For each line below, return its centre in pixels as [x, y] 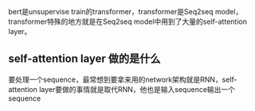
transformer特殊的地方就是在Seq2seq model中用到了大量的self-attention [127, 21]
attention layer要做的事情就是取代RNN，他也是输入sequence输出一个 [122, 89]
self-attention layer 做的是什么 [84, 59]
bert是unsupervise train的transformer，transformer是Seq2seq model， [126, 11]
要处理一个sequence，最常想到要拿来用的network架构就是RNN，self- [123, 79]
